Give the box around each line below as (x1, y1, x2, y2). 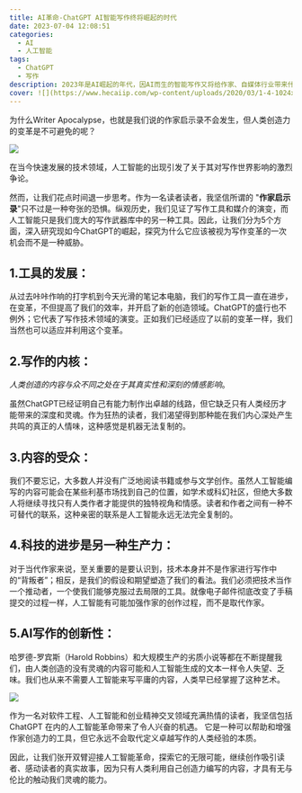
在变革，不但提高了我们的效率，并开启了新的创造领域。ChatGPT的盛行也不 (9, 302, 288, 313)
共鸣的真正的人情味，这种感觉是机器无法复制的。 (9, 421, 191, 432)
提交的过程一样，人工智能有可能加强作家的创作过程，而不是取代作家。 (9, 597, 270, 608)
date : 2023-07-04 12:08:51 (9, 22, 111, 31)
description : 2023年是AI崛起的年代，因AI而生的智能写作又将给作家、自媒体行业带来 (9, 80, 289, 89)
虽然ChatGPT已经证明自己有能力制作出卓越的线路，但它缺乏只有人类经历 (9, 398, 280, 409)
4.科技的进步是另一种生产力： (9, 538, 175, 553)
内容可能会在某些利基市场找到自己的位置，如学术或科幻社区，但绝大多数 (24, 486, 293, 497)
